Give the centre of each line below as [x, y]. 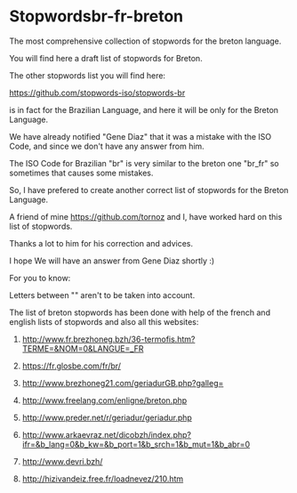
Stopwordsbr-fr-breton [96, 16]
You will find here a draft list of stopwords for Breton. [106, 58]
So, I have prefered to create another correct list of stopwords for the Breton [149, 190]
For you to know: [40, 278]
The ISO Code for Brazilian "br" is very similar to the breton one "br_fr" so [144, 163]
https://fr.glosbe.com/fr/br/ [72, 366]
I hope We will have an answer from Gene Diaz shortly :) [112, 261]
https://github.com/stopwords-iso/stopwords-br [97, 93]
